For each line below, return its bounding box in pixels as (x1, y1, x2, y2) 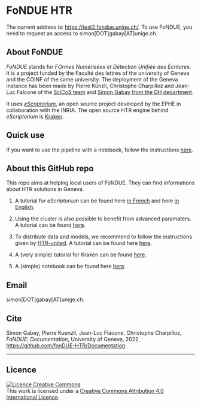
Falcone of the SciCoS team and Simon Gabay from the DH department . (17, 88, 194, 96)
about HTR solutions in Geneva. (6, 186, 84, 193)
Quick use (6, 130, 45, 141)
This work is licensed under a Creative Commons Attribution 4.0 (6, 387, 165, 394)
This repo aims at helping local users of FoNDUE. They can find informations (6, 179, 195, 186)
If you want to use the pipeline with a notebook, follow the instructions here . (6, 146, 193, 153)
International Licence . (6, 393, 60, 401)
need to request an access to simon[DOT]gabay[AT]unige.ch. (6, 29, 158, 37)
